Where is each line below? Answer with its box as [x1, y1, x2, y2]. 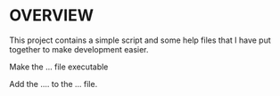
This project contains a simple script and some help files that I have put [9, 35, 272, 45]
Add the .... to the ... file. [9, 78, 98, 89]
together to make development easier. [9, 44, 149, 54]
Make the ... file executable [9, 61, 109, 72]
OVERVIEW [9, 5, 95, 26]
